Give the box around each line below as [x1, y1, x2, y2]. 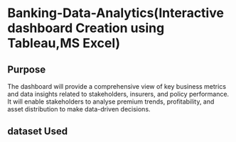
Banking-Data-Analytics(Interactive [7, 5, 224, 21]
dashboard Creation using [7, 20, 165, 36]
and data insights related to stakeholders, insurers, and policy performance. [7, 90, 230, 98]
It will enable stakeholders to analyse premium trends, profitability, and [7, 97, 215, 106]
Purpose [7, 63, 46, 75]
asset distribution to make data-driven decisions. [7, 105, 151, 113]
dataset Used [7, 126, 68, 138]
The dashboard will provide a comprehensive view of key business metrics [7, 82, 226, 90]
